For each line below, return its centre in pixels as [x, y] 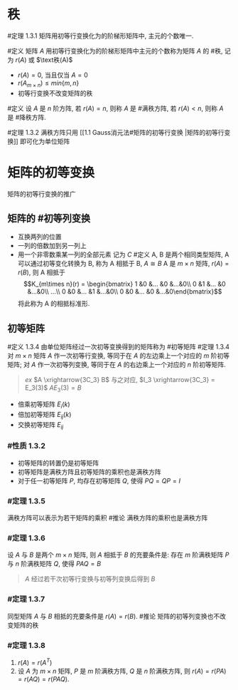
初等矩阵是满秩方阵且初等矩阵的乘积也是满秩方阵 [89, 472]
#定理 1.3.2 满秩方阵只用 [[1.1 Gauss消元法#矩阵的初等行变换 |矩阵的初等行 [116, 132]
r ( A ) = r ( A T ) [35, 661]
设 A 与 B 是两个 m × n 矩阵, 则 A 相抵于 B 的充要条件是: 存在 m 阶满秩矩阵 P [118, 555]
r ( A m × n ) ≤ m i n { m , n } [48, 84]
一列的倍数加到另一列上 [52, 246]
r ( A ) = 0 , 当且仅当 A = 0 [53, 75]
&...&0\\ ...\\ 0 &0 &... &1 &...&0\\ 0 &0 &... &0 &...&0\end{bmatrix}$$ [125, 292]
